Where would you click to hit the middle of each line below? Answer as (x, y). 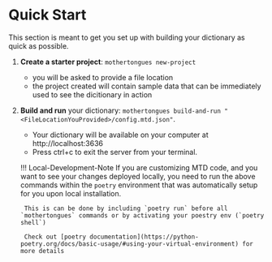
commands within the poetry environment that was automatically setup (139, 185)
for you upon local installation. (71, 193)
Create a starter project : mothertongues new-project (108, 62)
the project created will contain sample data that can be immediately (147, 86)
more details (42, 251)
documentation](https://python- (144, 237)
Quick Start (47, 15)
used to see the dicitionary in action (92, 94)
